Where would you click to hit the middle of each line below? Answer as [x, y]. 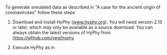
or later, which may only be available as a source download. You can [83, 27]
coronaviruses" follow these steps [40, 12]
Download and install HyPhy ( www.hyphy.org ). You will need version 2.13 [87, 22]
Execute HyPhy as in [33, 47]
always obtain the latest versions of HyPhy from [62, 32]
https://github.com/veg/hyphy [43, 38]
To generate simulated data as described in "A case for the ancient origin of [83, 7]
